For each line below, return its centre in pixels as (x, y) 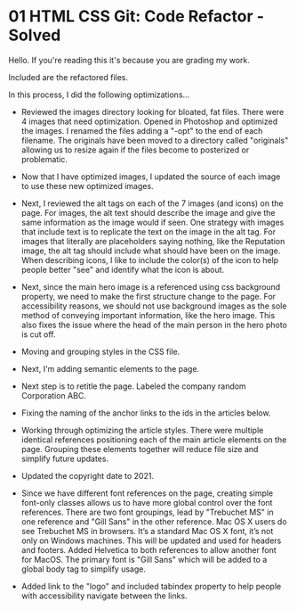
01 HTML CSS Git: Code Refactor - (136, 16)
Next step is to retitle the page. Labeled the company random (133, 386)
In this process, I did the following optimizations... (99, 95)
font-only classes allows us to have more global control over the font (147, 502)
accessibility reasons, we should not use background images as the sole (154, 306)
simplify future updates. (64, 458)
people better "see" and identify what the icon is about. (123, 269)
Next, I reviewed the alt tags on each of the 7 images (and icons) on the (152, 203)
